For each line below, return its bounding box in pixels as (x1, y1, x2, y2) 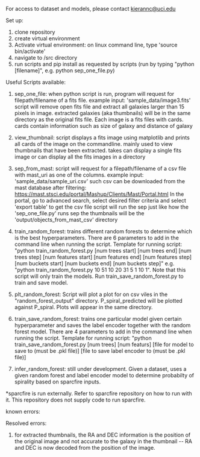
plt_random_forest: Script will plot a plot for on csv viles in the (14, 291, 168, 298)
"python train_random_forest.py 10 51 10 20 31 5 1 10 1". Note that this (14, 266, 186, 273)
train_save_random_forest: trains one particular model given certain (14, 315, 182, 322)
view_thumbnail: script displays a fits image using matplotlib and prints (14, 134, 190, 141)
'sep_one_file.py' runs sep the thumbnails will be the (14, 210, 145, 216)
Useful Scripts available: (5, 78, 66, 86)
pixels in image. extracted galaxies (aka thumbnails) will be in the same (14, 110, 191, 116)
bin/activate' (14, 48, 46, 55)
